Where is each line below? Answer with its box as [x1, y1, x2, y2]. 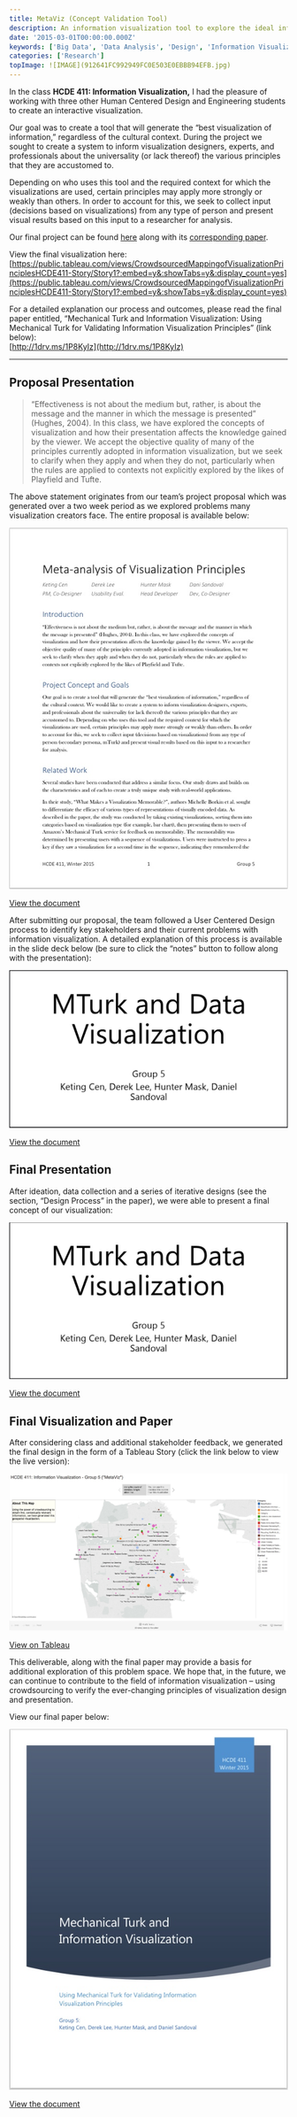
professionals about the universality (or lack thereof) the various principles [9, 150, 281, 161]
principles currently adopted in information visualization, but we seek [30, 445, 283, 456]
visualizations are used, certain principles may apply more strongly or [9, 187, 263, 196]
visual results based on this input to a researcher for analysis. [9, 215, 233, 225]
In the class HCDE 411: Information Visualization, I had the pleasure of [9, 87, 268, 96]
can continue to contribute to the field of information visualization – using [9, 1675, 276, 1686]
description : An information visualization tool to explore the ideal [9, 23, 275, 33]
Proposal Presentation [9, 375, 135, 390]
